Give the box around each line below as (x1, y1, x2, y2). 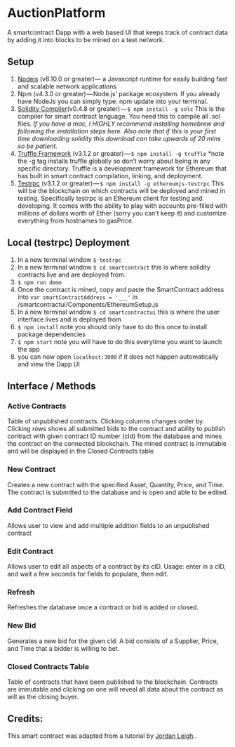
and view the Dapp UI (17, 359, 81, 368)
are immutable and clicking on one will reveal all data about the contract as (7, 685, 224, 694)
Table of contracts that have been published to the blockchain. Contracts (7, 677, 218, 686)
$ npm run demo (17, 279, 62, 286)
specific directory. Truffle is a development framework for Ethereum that (17, 164, 227, 173)
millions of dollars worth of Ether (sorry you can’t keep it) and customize (17, 209, 227, 217)
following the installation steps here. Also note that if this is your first (17, 126, 216, 135)
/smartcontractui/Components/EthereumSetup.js (17, 300, 159, 308)
